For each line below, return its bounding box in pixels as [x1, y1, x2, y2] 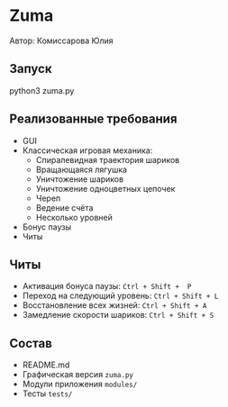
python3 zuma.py [9, 85, 75, 95]
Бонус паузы [22, 222, 72, 232]
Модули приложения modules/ [22, 379, 138, 390]
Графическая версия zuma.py [22, 369, 133, 380]
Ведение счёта [35, 202, 94, 213]
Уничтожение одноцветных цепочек [35, 183, 176, 194]
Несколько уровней [35, 212, 113, 222]
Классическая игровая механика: [22, 145, 153, 156]
